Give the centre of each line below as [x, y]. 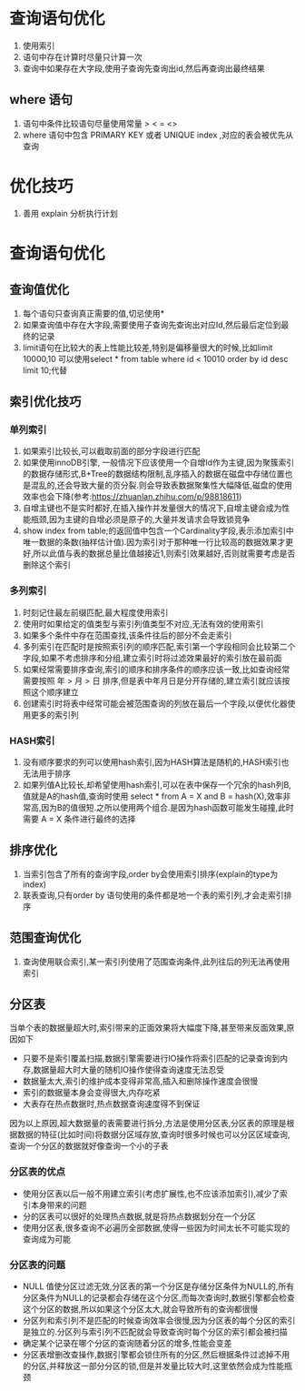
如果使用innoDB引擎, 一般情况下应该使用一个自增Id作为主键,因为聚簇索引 [158, 463]
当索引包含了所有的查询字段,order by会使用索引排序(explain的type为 [150, 873]
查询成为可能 [46, 1239]
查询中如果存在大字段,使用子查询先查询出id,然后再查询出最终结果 [143, 68]
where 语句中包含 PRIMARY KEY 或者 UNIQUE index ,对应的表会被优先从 [157, 135]
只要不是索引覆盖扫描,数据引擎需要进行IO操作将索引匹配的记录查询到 [151, 1058]
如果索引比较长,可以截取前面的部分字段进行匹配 [111, 451]
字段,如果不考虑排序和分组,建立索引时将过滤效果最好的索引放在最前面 [152, 658]
